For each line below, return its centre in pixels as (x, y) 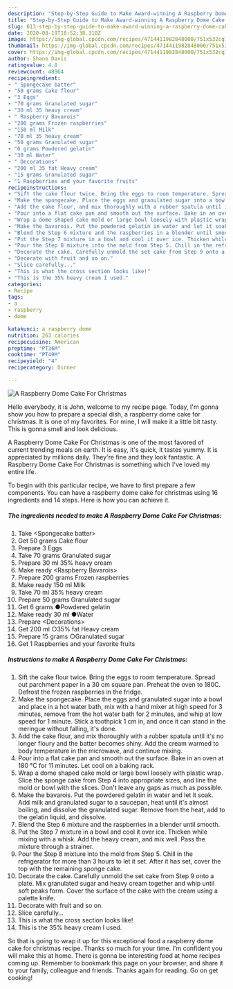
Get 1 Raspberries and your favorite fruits (76, 644)
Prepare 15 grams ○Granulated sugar (71, 636)
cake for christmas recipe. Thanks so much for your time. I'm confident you (115, 948)
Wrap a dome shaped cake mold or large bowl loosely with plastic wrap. (120, 773)
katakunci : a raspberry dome (50, 329)
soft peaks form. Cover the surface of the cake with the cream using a (118, 891)
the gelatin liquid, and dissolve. (62, 817)
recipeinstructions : (38, 188)
